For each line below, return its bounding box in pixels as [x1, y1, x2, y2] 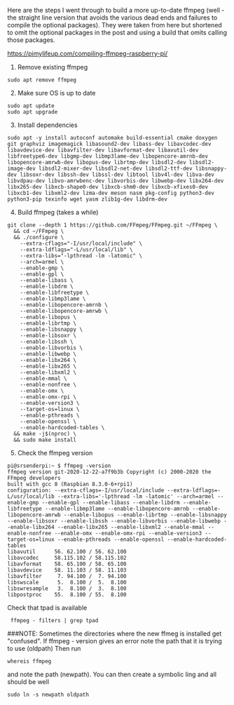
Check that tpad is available [7, 603, 88, 612]
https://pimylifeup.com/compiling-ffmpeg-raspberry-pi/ [7, 49, 168, 58]
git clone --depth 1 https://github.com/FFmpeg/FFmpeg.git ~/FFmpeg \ [7, 222, 218, 229]
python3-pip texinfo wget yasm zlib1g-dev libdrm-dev [7, 196, 168, 203]
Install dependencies [17, 121, 78, 129]
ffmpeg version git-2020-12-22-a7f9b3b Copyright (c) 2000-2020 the [7, 469, 212, 476]
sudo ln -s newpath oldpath [7, 691, 90, 698]
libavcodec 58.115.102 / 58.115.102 [7, 554, 128, 561]
